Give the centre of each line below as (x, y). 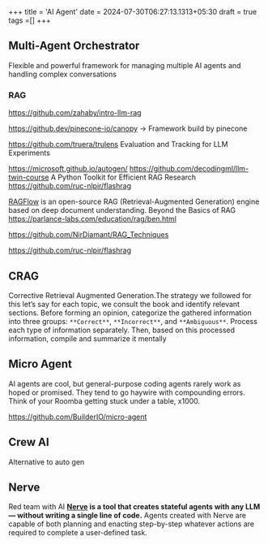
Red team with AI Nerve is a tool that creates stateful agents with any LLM (134, 507)
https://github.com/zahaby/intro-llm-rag (75, 113)
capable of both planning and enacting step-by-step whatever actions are (132, 524)
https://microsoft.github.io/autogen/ (68, 169)
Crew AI (29, 442)
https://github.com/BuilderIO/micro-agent (78, 417)
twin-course (29, 177)
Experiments (30, 153)
